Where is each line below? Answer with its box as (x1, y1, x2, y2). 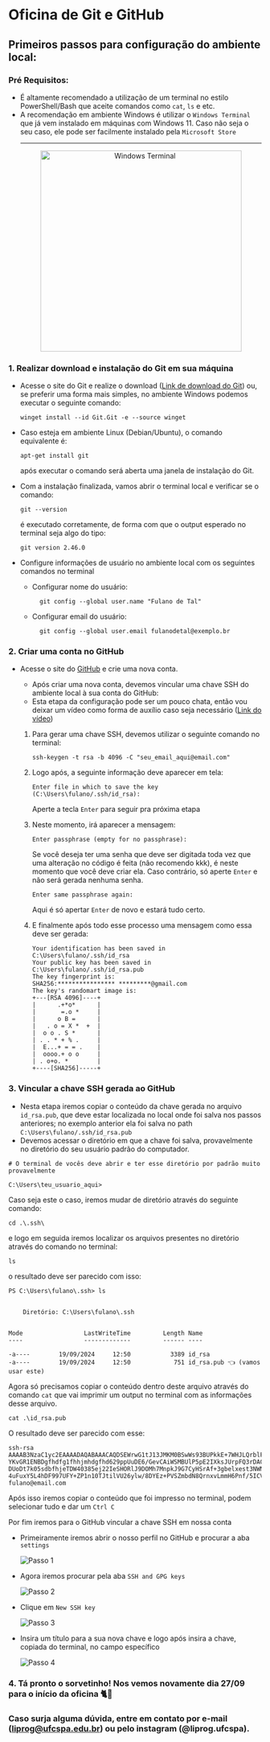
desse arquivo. (8, 1398, 58, 1408)
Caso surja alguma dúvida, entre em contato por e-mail (8, 1712, 227, 1723)
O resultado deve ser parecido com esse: (8, 1428, 145, 1438)
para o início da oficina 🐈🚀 (8, 1688, 113, 1699)
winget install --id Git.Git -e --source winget (19, 414, 186, 422)
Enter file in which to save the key (31, 783, 159, 792)
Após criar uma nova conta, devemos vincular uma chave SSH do (31, 680, 249, 690)
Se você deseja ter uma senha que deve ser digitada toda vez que (31, 850, 252, 859)
